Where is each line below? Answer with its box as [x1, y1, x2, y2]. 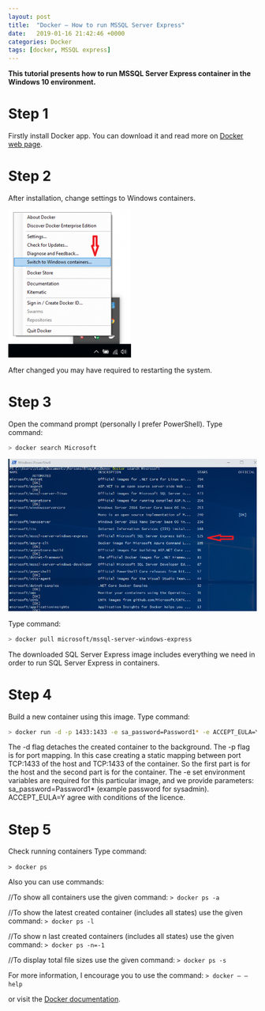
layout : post [8, 13, 51, 21]
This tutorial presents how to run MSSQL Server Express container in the [8, 69, 251, 78]
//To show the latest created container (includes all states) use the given [8, 908, 243, 918]
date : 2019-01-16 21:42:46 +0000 [8, 29, 125, 37]
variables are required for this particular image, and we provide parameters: [8, 776, 254, 786]
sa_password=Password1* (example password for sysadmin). [8, 784, 210, 794]
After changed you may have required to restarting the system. [8, 365, 213, 375]
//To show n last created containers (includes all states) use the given [8, 932, 234, 941]
